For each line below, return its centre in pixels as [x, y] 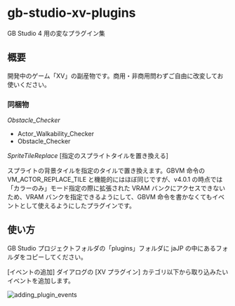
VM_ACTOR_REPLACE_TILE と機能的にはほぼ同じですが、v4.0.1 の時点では [115, 180]
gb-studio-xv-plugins [72, 13]
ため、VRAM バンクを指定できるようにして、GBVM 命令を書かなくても [110, 197]
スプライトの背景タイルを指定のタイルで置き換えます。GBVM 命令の [106, 171]
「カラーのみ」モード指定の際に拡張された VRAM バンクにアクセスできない [116, 188]
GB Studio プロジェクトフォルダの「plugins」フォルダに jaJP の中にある [112, 248]
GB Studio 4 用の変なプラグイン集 [56, 33]
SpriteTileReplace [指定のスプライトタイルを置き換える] [88, 156]
